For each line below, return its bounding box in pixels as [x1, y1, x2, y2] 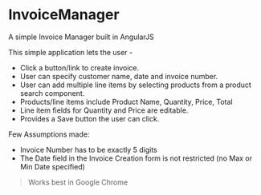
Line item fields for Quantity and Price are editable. [19, 105, 189, 115]
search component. [19, 88, 85, 97]
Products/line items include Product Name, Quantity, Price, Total [19, 97, 233, 106]
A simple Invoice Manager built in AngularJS [8, 32, 155, 42]
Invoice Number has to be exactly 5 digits [19, 145, 158, 154]
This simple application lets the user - [8, 47, 133, 57]
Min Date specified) [19, 161, 86, 171]
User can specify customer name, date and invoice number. [19, 71, 218, 81]
